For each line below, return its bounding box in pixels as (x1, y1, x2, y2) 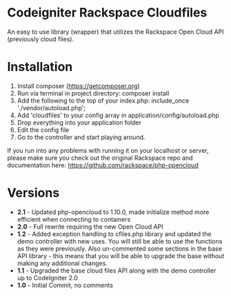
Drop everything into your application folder (17, 118, 141, 127)
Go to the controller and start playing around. (17, 133, 145, 141)
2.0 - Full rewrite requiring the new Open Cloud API (17, 222, 163, 231)
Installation (7, 59, 73, 75)
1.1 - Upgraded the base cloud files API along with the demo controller (17, 266, 217, 275)
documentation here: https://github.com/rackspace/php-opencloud (7, 160, 199, 169)
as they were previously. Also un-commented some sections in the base (17, 244, 223, 253)
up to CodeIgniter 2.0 (17, 273, 78, 282)
